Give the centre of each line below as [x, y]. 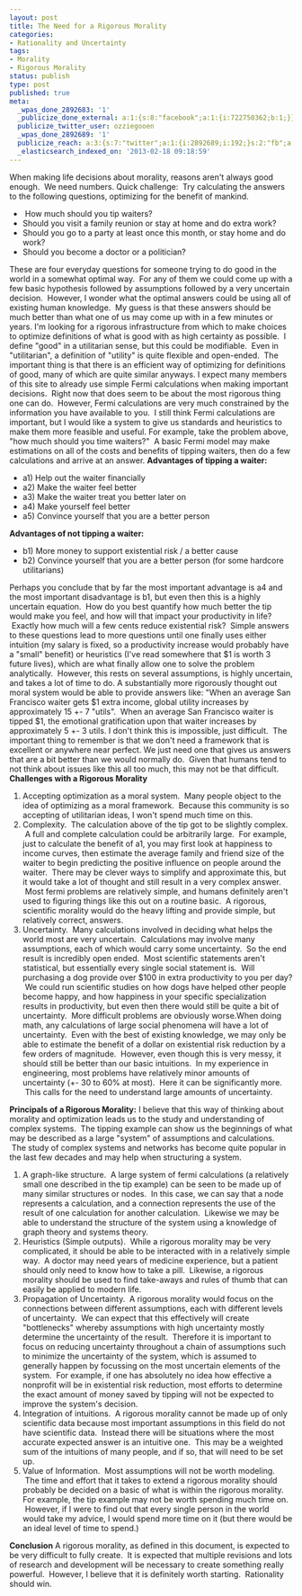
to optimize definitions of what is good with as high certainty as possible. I [148, 336]
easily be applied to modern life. [82, 1289]
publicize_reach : [50, 143]
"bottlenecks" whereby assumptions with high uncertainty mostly [143, 1327]
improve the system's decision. [80, 1404]
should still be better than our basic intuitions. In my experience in [145, 1063]
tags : [19, 51]
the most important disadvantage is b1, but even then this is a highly [135, 597]
